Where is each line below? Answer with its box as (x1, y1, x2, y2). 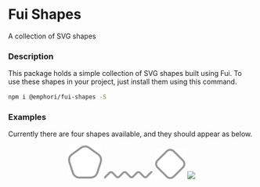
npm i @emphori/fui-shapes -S (8, 93, 107, 101)
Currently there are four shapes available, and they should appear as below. (8, 129, 253, 138)
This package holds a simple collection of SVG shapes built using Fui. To (8, 69, 243, 78)
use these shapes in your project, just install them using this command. (8, 77, 237, 87)
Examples (8, 112, 47, 123)
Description (8, 51, 54, 62)
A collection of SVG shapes (8, 31, 96, 41)
